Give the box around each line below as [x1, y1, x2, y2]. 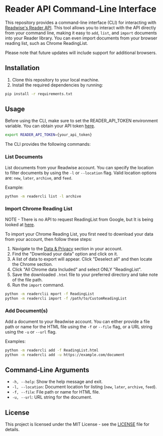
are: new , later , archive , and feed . [5, 175, 73, 181]
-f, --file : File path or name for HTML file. [12, 389, 100, 395]
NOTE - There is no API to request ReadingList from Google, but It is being [5, 216, 154, 222]
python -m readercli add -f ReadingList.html [5, 348, 98, 353]
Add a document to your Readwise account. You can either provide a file [5, 318, 150, 324]
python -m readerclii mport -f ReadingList [5, 291, 95, 296]
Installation [5, 64, 40, 72]
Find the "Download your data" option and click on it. [12, 251, 118, 257]
